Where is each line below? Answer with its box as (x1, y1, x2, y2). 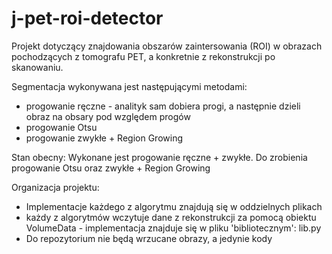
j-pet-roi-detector (11, 7, 164, 30)
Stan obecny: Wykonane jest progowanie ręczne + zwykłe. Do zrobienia (11, 151, 308, 163)
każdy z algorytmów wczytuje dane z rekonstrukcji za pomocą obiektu (25, 211, 317, 223)
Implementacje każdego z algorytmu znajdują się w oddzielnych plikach (25, 200, 323, 212)
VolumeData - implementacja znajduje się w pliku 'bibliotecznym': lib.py (25, 222, 322, 234)
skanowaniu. (11, 61, 64, 73)
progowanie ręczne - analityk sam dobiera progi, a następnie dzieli (25, 100, 301, 112)
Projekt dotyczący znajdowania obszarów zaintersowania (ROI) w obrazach (11, 40, 323, 52)
